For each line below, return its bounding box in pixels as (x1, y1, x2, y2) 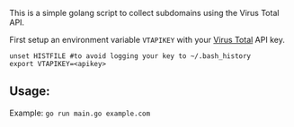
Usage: (9, 84, 51, 99)
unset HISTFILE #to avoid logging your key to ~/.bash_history (9, 52, 252, 61)
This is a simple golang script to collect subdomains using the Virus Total (9, 8, 280, 18)
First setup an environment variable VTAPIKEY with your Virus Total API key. (9, 35, 285, 45)
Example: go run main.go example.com (9, 107, 151, 118)
